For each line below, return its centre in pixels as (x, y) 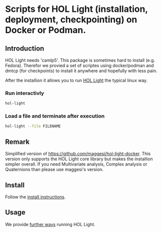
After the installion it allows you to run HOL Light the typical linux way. (76, 80)
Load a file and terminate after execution (55, 116)
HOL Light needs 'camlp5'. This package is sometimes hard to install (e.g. (80, 60)
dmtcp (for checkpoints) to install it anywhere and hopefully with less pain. (81, 71)
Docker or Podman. (46, 30)
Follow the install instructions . (35, 197)
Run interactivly (25, 93)
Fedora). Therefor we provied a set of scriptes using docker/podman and (80, 66)
